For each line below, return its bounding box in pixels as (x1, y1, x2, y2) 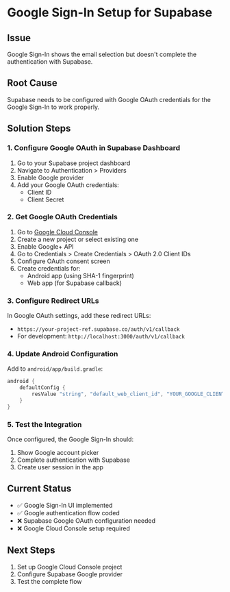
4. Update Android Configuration (7, 349, 118, 359)
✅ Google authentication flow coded (16, 508, 120, 517)
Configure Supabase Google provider (16, 570, 123, 578)
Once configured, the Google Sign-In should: (7, 435, 134, 443)
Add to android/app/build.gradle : (7, 365, 103, 373)
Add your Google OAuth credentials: (16, 180, 120, 189)
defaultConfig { (19, 384, 66, 391)
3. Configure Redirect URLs (7, 296, 99, 306)
